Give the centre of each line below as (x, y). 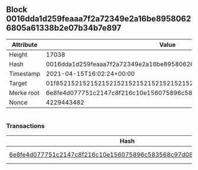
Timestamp (25, 74)
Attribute (24, 45)
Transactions (26, 126)
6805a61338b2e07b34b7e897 (64, 28)
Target (18, 83)
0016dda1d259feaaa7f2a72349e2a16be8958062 (99, 19)
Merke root (24, 92)
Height (18, 54)
